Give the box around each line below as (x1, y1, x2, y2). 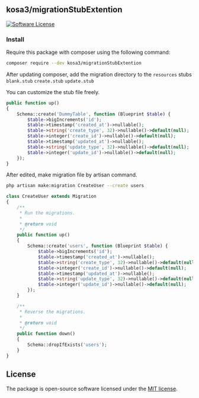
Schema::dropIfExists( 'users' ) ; (27, 342, 108, 348)
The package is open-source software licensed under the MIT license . (6, 385, 178, 392)
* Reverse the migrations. (19, 309, 86, 314)
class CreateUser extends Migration (6, 194, 97, 200)
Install (6, 35, 25, 43)
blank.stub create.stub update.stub (6, 78, 94, 84)
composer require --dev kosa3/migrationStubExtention (6, 60, 142, 66)
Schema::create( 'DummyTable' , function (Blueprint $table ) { (17, 111, 171, 117)
